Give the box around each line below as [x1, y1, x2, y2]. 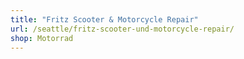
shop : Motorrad [10, 33, 74, 43]
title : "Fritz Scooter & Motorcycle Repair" [10, 14, 199, 25]
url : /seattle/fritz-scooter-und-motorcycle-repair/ [10, 24, 235, 34]
